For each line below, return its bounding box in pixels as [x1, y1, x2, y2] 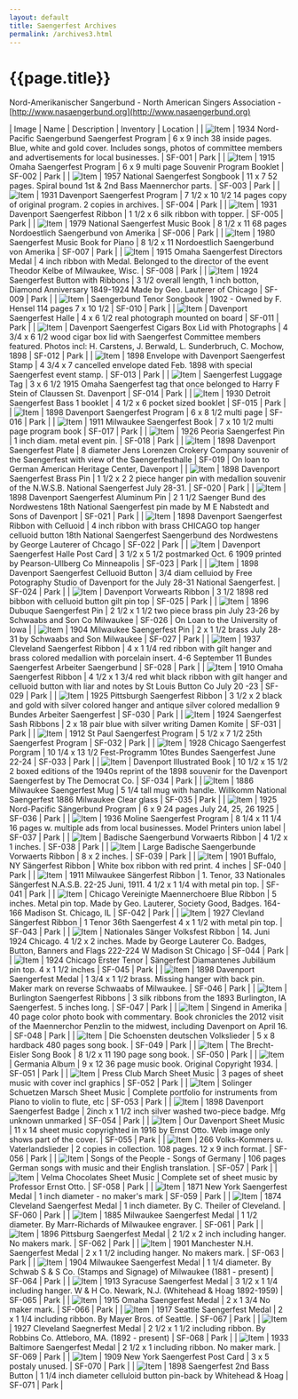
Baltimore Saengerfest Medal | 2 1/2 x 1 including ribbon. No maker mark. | [9, 1342, 281, 1353]
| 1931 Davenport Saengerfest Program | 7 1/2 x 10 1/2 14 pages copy [35, 190, 287, 201]
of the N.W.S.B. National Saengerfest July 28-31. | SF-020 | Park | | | [9, 483, 286, 493]
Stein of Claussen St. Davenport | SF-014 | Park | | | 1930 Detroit [9, 388, 271, 399]
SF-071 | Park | [9, 1379, 64, 1391]
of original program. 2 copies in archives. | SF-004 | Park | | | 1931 [9, 199, 278, 210]
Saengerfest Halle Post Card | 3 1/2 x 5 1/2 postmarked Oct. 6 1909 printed [9, 548, 282, 560]
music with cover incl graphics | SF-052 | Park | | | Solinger [9, 1077, 253, 1089]
